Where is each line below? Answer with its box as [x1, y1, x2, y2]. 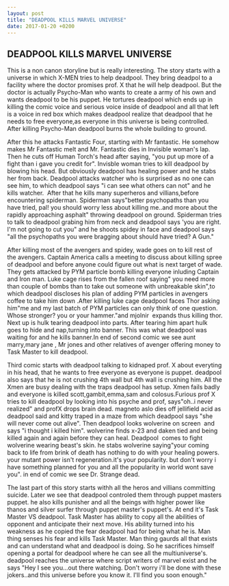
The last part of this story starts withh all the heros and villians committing [7, 484, 215, 492]
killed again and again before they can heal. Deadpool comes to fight [7, 434, 203, 442]
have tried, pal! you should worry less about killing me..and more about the [7, 204, 217, 212]
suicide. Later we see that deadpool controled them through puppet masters [7, 491, 222, 499]
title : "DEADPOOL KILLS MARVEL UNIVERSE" [7, 16, 127, 23]
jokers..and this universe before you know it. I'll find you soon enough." [7, 571, 207, 579]
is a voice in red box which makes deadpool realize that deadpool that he [7, 110, 213, 119]
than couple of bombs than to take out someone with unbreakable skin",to [7, 282, 215, 291]
